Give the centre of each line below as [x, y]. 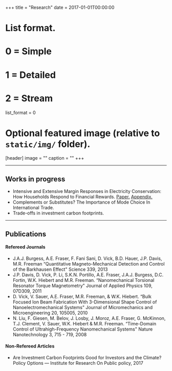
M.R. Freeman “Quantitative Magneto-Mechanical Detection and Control [89, 264]
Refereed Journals [25, 247]
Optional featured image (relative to [83, 133]
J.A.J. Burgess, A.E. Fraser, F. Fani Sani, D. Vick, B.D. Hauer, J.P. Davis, [87, 258]
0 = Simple [29, 51]
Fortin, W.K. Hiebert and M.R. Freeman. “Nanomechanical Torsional [83, 280]
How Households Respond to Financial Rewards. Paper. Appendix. [82, 197]
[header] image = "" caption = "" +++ [45, 158]
